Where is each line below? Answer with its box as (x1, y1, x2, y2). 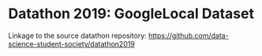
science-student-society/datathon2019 (8, 39, 136, 48)
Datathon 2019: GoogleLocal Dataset (8, 5, 255, 23)
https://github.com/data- (148, 31, 229, 40)
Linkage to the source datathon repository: (8, 31, 148, 40)
